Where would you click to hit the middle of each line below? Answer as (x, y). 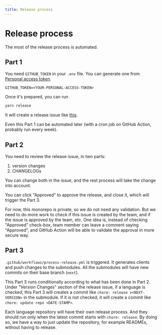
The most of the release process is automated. (52, 47)
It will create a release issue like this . (42, 115)
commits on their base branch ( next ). (42, 272)
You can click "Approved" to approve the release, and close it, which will (77, 195)
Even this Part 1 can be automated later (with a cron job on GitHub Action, (78, 125)
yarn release (18, 106)
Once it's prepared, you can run (37, 97)
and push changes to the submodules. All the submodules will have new (77, 267)
